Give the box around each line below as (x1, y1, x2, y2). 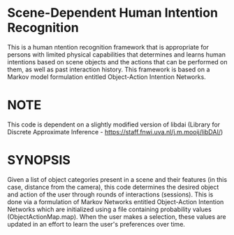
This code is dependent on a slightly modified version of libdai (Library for (7, 120, 221, 129)
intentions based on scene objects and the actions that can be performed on (7, 57, 228, 66)
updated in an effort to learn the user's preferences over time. (7, 220, 185, 228)
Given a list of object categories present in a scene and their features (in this (7, 175, 228, 183)
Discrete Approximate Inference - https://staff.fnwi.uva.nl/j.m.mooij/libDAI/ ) (7, 127, 224, 136)
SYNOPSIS (7, 152, 71, 169)
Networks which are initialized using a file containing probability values (7, 205, 212, 213)
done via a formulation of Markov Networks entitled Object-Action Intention (7, 197, 224, 206)
